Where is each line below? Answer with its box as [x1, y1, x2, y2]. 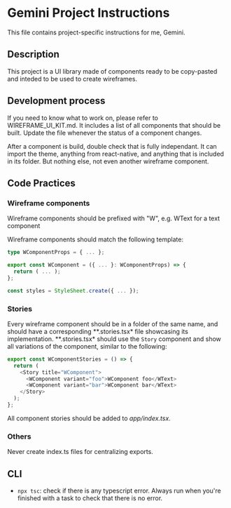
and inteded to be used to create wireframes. [7, 74, 138, 83]
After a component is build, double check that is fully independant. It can [7, 142, 217, 150]
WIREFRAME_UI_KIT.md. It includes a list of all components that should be [7, 121, 221, 129]
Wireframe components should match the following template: [7, 235, 184, 243]
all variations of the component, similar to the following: [7, 342, 167, 350]
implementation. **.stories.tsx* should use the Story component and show [7, 335, 222, 343]
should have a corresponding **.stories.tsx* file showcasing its [7, 327, 189, 335]
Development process [7, 95, 106, 107]
